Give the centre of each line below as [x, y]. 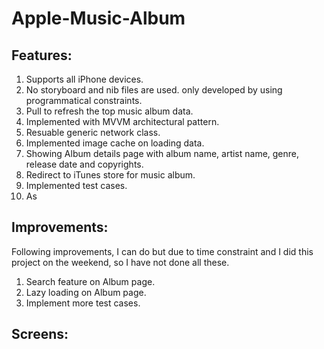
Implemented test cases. [76, 185]
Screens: [40, 334]
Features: [42, 55]
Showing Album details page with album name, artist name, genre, [162, 153]
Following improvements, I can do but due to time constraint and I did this [162, 251]
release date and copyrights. [84, 164]
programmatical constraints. [84, 100]
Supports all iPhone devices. [84, 79]
